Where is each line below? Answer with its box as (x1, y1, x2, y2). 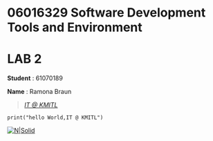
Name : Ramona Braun (7, 88, 72, 96)
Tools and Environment (7, 19, 143, 35)
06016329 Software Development (7, 5, 206, 21)
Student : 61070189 (7, 74, 64, 82)
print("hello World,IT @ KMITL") (7, 114, 104, 122)
